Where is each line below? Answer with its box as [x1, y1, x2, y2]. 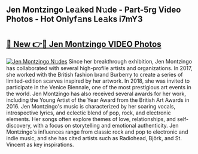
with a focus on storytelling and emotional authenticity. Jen [32, 122, 179, 129]
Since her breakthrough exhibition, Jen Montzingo [68, 58, 193, 65]
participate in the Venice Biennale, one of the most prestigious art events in [6, 84, 191, 90]
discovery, [6, 122, 32, 129]
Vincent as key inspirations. [6, 141, 74, 148]
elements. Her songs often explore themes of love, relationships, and [6, 116, 176, 122]
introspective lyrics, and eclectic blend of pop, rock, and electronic [6, 109, 172, 116]
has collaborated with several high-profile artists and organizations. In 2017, [6, 65, 193, 71]
